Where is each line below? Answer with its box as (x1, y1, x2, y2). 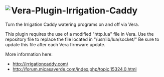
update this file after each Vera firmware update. (5, 41, 106, 47)
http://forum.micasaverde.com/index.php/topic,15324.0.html (12, 66, 137, 72)
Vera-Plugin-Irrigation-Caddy (11, 5, 138, 16)
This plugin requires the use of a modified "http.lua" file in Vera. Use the (5, 31, 154, 37)
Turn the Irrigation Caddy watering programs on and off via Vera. (5, 21, 139, 27)
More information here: (5, 51, 53, 57)
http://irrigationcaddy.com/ (12, 61, 69, 67)
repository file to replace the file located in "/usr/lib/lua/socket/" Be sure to (5, 36, 159, 42)
